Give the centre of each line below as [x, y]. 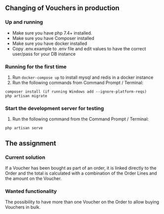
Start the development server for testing [55, 108]
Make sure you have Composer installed [53, 38]
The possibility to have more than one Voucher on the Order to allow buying [82, 202]
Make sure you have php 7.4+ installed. [52, 33]
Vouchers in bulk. [23, 207]
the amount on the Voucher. [33, 178]
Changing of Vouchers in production [62, 8]
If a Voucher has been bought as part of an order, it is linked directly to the [81, 168]
